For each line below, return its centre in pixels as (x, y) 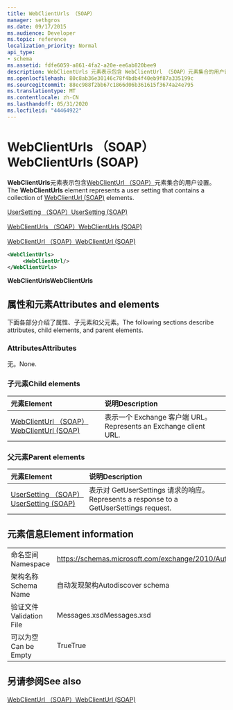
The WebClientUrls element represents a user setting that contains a (106, 190)
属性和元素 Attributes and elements (83, 304)
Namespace (31, 563)
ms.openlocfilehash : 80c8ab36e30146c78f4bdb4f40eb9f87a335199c (101, 78)
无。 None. (22, 364)
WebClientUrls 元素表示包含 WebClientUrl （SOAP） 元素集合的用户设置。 (111, 182)
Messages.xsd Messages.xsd (104, 615)
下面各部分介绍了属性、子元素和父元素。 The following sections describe (111, 322)
